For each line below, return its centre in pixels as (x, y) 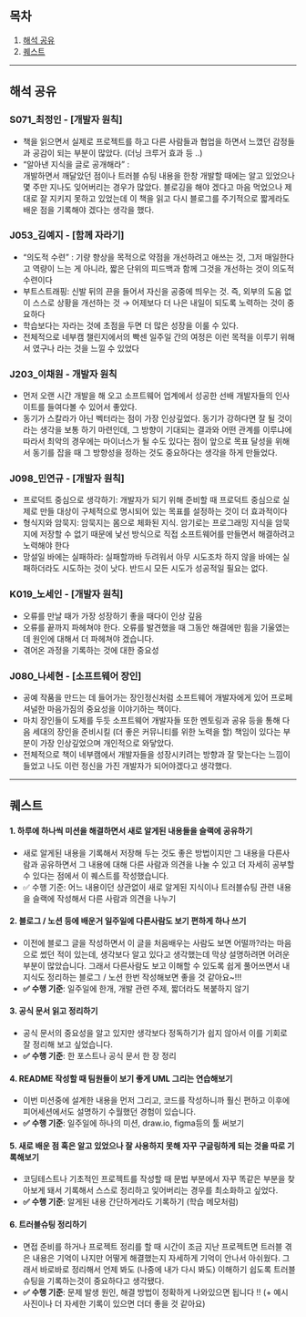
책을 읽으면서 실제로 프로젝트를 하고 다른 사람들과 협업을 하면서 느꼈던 (147, 141)
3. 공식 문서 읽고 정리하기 (54, 1011)
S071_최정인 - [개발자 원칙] (66, 119)
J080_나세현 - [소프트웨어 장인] (76, 675)
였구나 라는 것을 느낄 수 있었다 (86, 348)
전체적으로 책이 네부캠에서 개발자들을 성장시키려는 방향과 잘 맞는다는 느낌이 (157, 754)
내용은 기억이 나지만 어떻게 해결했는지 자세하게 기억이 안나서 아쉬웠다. (156, 1258)
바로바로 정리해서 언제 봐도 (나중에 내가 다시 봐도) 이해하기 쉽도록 (155, 1269)
